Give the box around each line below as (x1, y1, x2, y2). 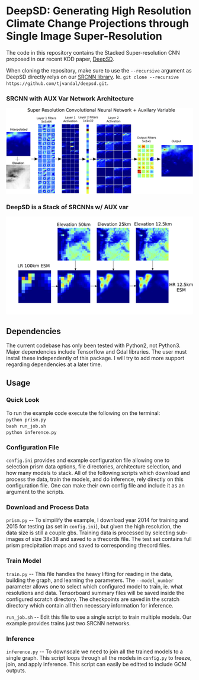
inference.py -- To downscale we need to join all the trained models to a (6, 648, 184, 655)
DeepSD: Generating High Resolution (6, 4, 191, 18)
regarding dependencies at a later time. (6, 361, 102, 368)
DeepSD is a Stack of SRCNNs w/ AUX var (6, 203, 129, 211)
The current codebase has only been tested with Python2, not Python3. (6, 342, 181, 349)
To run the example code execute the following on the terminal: (6, 409, 161, 417)
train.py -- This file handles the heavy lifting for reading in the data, (6, 570, 173, 577)
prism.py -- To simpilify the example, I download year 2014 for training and (6, 517, 188, 524)
